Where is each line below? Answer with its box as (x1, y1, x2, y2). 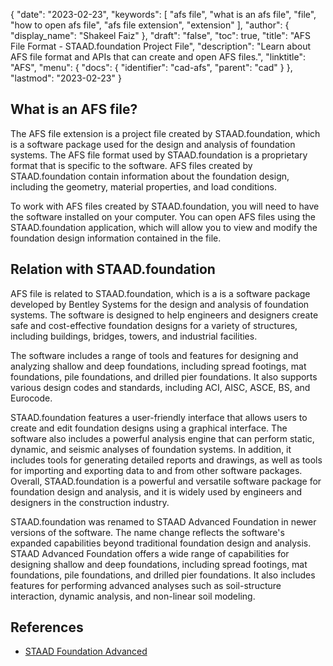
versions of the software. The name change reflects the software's (10, 526, 285, 538)
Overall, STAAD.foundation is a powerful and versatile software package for (10, 475, 322, 487)
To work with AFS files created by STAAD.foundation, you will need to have (10, 200, 320, 212)
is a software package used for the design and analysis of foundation (10, 138, 296, 150)
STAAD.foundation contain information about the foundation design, (10, 170, 290, 182)
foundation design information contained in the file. (10, 232, 222, 244)
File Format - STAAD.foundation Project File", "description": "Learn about (10, 40, 311, 52)
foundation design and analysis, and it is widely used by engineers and (10, 485, 303, 498)
